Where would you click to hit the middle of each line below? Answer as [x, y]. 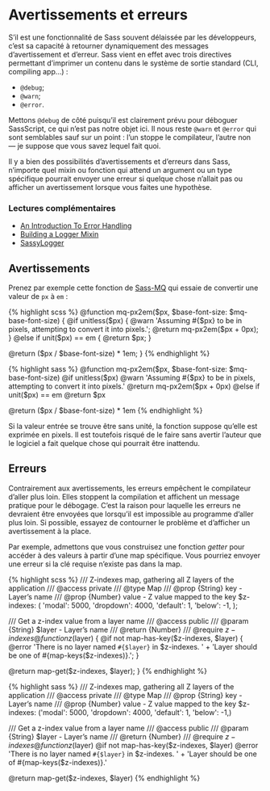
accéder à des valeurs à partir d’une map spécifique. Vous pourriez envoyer [135, 555]
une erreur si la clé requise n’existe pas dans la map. [96, 564]
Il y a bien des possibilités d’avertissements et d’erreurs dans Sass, [120, 161]
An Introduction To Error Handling [76, 226]
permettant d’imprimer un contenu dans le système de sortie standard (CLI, [134, 63]
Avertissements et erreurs [98, 15]
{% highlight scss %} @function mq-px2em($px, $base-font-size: [118, 312]
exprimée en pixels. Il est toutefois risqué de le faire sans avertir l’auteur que [135, 435]
